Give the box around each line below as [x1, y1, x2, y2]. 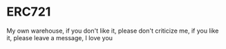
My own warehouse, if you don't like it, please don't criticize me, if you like [6, 27, 219, 35]
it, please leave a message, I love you [6, 33, 113, 42]
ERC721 [6, 4, 51, 20]
